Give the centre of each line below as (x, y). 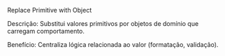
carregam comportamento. (46, 31)
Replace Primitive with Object (50, 10)
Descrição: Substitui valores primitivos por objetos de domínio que (103, 23)
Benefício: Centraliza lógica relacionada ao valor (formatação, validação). (113, 44)
